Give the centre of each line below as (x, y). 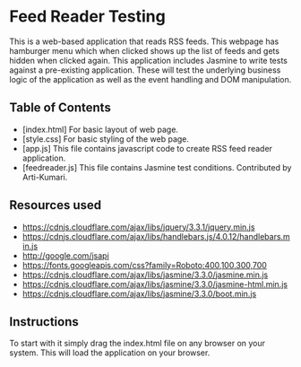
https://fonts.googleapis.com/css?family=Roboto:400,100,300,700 (144, 265)
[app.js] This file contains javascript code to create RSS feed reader (147, 148)
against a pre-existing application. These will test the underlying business (145, 70)
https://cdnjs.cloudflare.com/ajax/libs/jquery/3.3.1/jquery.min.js (138, 227)
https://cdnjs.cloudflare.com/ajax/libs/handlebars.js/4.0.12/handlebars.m (156, 236)
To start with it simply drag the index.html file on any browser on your (138, 344)
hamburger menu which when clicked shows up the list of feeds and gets (145, 50)
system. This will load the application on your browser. (110, 353)
